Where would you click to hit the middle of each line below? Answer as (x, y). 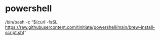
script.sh (14, 32)
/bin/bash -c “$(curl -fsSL (31, 22)
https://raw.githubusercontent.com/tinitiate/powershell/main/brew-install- (80, 27)
